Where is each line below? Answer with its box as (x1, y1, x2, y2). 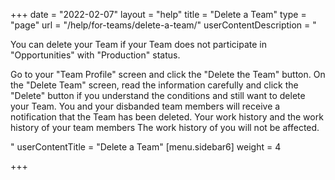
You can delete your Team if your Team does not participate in (10, 39, 267, 50)
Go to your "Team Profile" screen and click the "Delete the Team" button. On (10, 69, 326, 80)
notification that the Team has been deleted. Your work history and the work (10, 111, 324, 123)
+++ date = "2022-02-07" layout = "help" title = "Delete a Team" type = (10, 9, 307, 20)
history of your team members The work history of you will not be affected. (10, 122, 320, 133)
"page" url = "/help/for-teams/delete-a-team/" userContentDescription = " (10, 19, 317, 31)
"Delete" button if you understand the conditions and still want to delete (10, 90, 306, 101)
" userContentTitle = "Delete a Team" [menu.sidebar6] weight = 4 (10, 141, 282, 153)
